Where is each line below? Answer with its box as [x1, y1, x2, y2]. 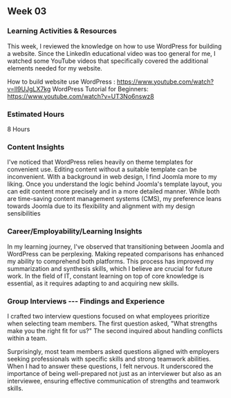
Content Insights [7, 142, 64, 151]
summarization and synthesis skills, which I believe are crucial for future [7, 264, 213, 272]
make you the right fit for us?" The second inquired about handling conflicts [7, 326, 223, 334]
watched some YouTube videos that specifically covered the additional [7, 57, 209, 65]
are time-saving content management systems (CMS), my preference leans [7, 195, 222, 203]
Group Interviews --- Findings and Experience [7, 296, 165, 306]
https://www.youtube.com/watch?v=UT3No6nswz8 [7, 92, 154, 100]
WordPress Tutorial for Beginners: [52, 84, 149, 93]
